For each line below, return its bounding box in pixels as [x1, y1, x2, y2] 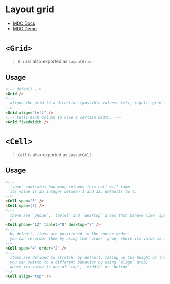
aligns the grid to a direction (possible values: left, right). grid [10, 100, 162, 106]
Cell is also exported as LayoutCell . [17, 151, 93, 158]
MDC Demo [12, 25, 37, 31]
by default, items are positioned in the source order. [10, 232, 130, 237]
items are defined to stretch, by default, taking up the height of [10, 255, 157, 260]
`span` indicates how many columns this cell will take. [10, 184, 133, 190]
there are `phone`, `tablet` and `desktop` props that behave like [10, 212, 155, 218]
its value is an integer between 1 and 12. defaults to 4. [10, 189, 137, 194]
